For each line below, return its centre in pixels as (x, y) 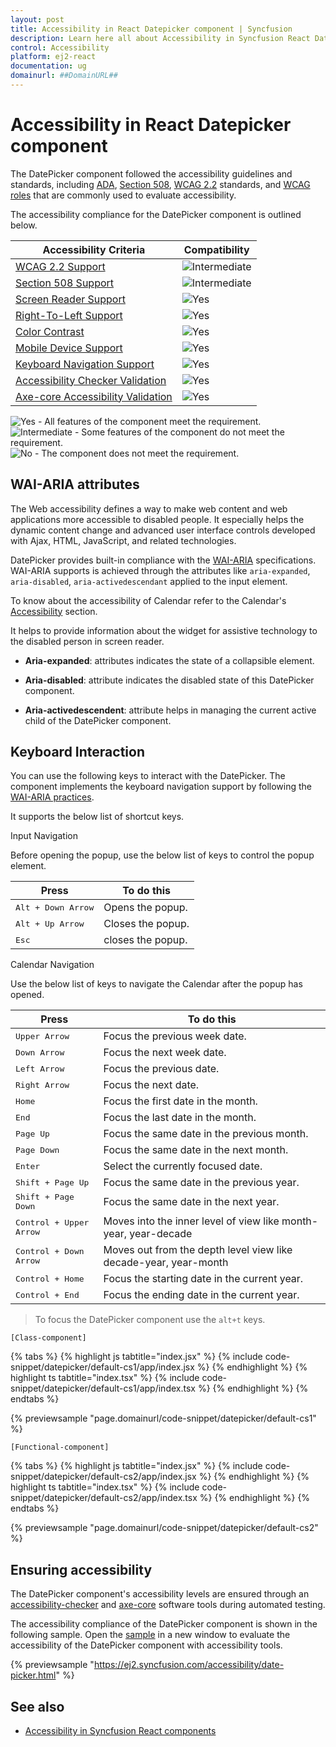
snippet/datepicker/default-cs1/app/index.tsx (103, 1388)
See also (37, 1706)
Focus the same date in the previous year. (201, 1183)
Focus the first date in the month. (180, 1101)
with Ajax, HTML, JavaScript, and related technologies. (123, 540)
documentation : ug (48, 66)
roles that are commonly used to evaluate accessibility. (123, 195)
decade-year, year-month (166, 1263)
